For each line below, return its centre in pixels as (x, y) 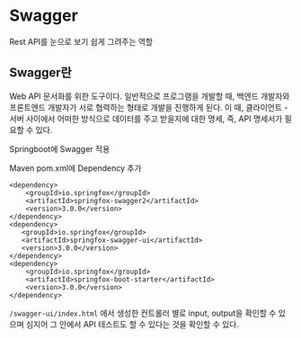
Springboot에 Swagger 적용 (60, 148)
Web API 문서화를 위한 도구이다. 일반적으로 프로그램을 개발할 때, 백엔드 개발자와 (150, 96)
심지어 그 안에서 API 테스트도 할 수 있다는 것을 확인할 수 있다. (133, 324)
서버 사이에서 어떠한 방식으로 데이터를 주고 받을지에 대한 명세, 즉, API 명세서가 (146, 119)
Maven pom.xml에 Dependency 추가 (75, 168)
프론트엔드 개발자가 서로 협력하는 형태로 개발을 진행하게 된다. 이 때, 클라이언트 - (149, 107)
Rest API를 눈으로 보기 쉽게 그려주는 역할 (81, 41)
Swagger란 (40, 73)
